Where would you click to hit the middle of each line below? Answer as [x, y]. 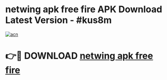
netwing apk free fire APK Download [84, 9]
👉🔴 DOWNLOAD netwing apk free [79, 56]
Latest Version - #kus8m [59, 20]
